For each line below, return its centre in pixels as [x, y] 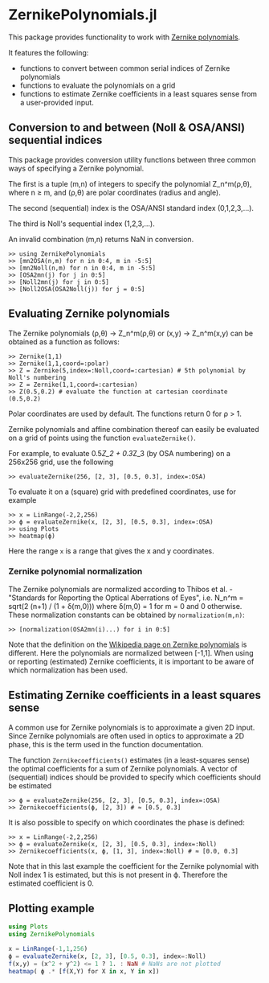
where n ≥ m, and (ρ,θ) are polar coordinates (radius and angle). [114, 192]
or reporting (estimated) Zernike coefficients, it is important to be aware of [131, 661]
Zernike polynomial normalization [75, 571]
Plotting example [51, 909]
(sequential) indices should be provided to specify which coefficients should [134, 777]
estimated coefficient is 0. [51, 883]
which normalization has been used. [68, 670]
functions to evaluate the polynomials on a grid [98, 85]
